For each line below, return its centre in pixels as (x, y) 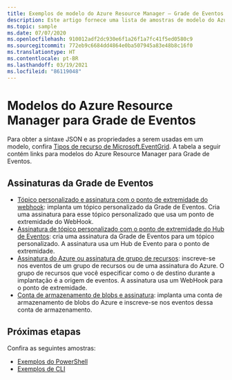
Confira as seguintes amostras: (51, 348)
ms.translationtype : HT (41, 53)
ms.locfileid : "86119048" (44, 71)
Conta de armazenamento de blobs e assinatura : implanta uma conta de (120, 295)
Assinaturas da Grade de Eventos (80, 183)
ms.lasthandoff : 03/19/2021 (48, 65)
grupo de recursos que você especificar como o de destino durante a (116, 273)
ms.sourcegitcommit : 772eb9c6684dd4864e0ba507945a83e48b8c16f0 (100, 46)
